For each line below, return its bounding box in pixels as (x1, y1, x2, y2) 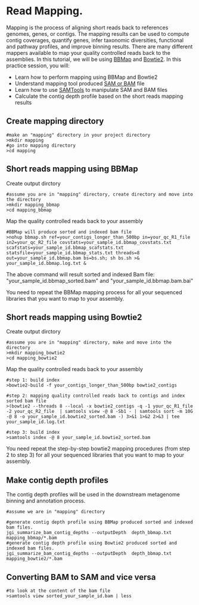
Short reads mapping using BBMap (6, 164, 138, 174)
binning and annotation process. (6, 497, 86, 505)
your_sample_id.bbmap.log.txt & (6, 260, 86, 266)
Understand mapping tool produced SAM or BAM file (14, 79, 145, 87)
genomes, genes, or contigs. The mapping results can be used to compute (6, 30, 189, 37)
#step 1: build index (6, 377, 60, 383)
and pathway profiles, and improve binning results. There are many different (6, 43, 193, 50)
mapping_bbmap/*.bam (6, 535, 58, 541)
